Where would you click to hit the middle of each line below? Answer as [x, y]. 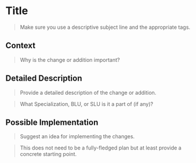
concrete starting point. [48, 154]
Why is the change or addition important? [70, 59]
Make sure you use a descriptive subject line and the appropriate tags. [105, 27]
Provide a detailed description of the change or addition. [88, 92]
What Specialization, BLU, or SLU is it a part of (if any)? [87, 104]
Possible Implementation [52, 122]
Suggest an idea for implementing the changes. [77, 137]
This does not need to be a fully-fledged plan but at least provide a [101, 148]
